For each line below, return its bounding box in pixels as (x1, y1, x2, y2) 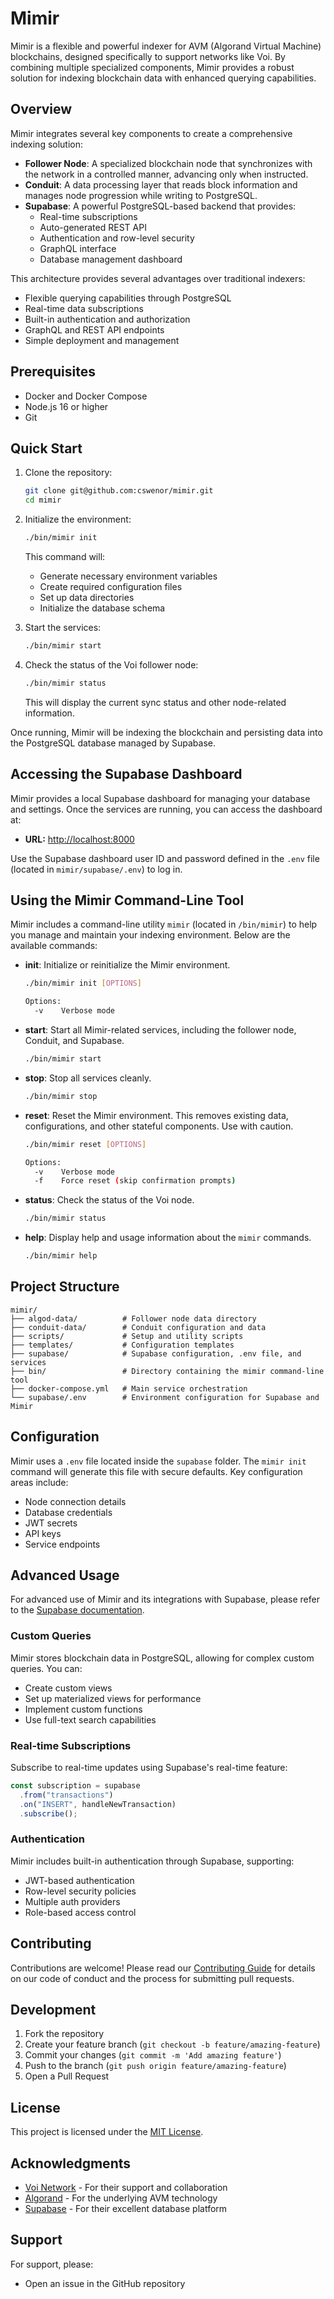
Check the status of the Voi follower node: (24, 658, 199, 671)
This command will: (24, 551, 106, 562)
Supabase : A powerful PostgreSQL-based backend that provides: (24, 200, 297, 212)
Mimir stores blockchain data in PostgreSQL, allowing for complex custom (10, 1652, 315, 1664)
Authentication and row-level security (39, 232, 195, 244)
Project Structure (10, 1278, 120, 1296)
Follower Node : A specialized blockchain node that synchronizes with (24, 157, 313, 169)
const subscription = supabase (10, 1781, 141, 1791)
